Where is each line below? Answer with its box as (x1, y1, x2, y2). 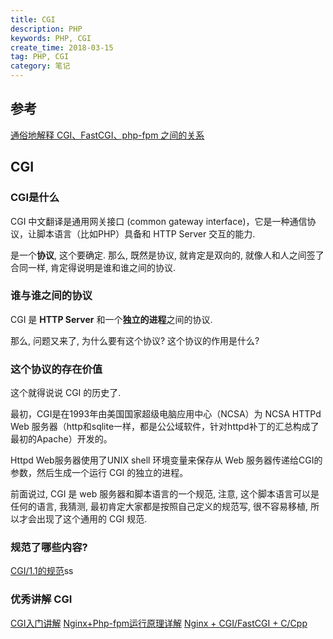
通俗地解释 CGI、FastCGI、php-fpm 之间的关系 (10, 129, 205, 141)
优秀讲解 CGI (10, 592, 73, 606)
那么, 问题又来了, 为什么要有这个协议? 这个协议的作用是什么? (10, 334, 260, 346)
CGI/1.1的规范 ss (10, 565, 74, 577)
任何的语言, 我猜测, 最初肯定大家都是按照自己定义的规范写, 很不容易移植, (10, 501, 308, 513)
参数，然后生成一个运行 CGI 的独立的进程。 (10, 467, 189, 479)
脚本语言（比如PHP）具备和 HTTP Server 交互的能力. (36, 227, 256, 240)
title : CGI (10, 14, 56, 25)
